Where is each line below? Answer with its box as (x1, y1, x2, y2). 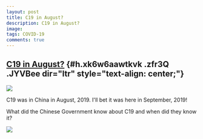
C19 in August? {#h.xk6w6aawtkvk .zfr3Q (6, 59, 170, 69)
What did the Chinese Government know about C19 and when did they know (6, 108, 197, 115)
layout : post (6, 8, 39, 15)
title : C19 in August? (6, 15, 64, 21)
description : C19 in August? (6, 20, 80, 26)
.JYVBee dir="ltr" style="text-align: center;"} (6, 69, 185, 79)
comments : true (6, 37, 45, 43)
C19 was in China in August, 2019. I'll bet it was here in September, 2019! (6, 96, 188, 103)
